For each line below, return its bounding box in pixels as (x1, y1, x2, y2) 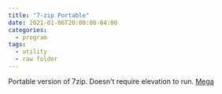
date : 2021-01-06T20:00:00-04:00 (8, 19, 118, 27)
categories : (8, 26, 47, 34)
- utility (15, 48, 47, 56)
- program (15, 33, 47, 42)
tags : (8, 41, 26, 49)
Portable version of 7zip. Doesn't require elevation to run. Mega (8, 76, 214, 86)
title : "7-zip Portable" (8, 11, 90, 20)
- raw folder (15, 56, 58, 63)
